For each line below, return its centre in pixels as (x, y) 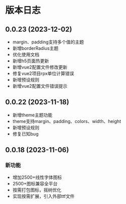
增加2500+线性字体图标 (37, 177)
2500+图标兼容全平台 (35, 183)
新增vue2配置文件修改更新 (40, 67)
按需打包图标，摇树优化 (37, 190)
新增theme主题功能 (33, 115)
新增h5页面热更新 (31, 61)
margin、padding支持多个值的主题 (48, 42)
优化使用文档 (26, 54)
